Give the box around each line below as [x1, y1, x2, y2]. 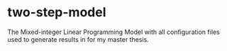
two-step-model [7, 4, 106, 21]
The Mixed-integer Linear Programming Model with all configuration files [7, 28, 220, 36]
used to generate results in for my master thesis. [7, 35, 149, 43]
